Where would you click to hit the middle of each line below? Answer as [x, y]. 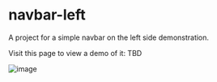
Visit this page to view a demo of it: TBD [75, 53]
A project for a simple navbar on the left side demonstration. [108, 37]
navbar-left [47, 15]
